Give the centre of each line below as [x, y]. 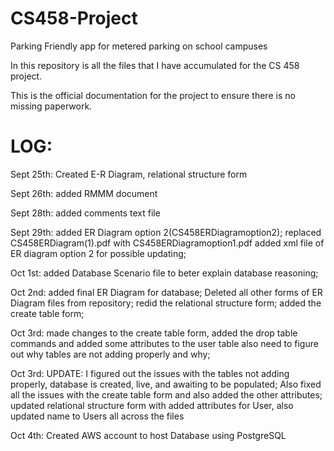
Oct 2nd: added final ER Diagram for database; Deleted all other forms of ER [166, 292]
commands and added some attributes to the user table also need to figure [164, 343]
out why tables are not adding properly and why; [110, 354]
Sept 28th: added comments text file [85, 213]
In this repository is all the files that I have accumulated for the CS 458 [155, 65]
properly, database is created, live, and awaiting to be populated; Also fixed [166, 384]
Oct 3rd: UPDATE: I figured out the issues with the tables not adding [150, 373]
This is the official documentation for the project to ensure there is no [153, 95]
